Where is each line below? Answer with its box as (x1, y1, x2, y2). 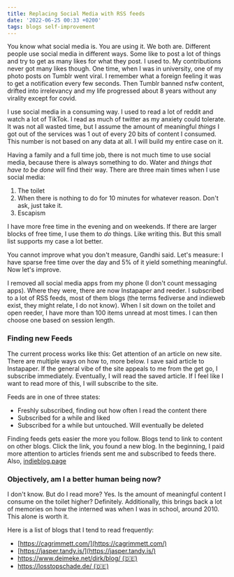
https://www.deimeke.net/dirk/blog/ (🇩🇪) (17, 554, 138, 562)
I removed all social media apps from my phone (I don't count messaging (7, 279, 217, 287)
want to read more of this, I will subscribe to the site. (7, 379, 159, 387)
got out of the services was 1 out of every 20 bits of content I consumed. (7, 130, 217, 138)
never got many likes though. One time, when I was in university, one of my (7, 64, 224, 73)
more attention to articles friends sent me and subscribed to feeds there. (7, 449, 217, 458)
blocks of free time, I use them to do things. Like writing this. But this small (7, 230, 221, 238)
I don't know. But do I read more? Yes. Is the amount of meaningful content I (7, 490, 226, 498)
